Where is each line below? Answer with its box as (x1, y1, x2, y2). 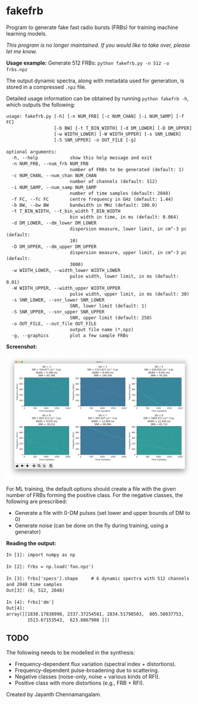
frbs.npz (6, 66, 28, 72)
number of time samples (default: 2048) (69, 190, 171, 196)
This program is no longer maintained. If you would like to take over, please (6, 41, 191, 49)
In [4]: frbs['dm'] (6, 600, 55, 606)
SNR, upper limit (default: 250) (69, 315, 152, 321)
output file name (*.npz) (69, 327, 134, 332)
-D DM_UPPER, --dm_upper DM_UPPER (11, 244, 97, 249)
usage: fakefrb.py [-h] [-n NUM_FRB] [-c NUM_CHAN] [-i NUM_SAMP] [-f (6, 113, 184, 119)
